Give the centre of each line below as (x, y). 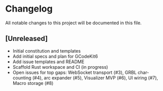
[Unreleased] (27, 39)
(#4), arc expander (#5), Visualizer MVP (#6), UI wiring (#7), (95, 78)
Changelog (29, 9)
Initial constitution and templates (47, 51)
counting (22, 78)
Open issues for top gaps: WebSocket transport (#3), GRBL (75, 72)
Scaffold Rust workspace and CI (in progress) (60, 67)
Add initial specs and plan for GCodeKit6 (55, 56)
